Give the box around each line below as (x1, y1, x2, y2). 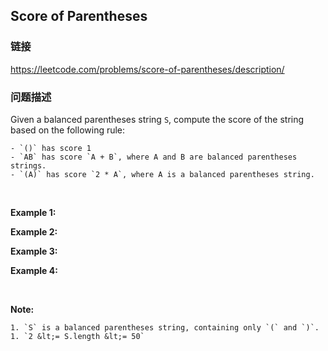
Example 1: (10, 206, 57, 218)
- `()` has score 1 (10, 143, 92, 153)
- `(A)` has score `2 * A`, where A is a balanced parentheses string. (10, 169, 315, 179)
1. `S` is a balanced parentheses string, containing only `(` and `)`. (10, 322, 320, 333)
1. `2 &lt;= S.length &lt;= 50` (10, 331, 145, 341)
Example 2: (10, 225, 58, 238)
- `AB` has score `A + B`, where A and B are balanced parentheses (10, 152, 298, 162)
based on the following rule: (10, 124, 126, 136)
